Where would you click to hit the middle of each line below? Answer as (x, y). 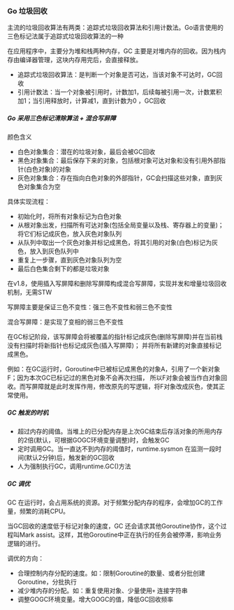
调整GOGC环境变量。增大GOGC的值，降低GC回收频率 (95, 600)
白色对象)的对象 (49, 170)
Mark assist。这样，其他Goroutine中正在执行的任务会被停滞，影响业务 (120, 535)
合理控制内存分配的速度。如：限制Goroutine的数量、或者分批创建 (111, 573)
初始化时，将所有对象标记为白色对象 (70, 216)
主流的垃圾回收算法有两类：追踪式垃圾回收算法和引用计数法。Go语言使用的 (115, 28)
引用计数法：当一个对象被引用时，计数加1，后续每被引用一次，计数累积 (119, 92)
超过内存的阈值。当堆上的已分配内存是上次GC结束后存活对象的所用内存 (120, 431)
